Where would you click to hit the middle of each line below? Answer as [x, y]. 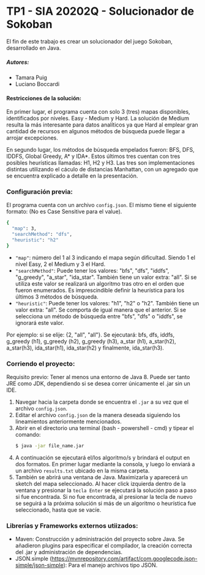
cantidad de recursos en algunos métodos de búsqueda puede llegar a [96, 131]
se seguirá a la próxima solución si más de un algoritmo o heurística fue [106, 503]
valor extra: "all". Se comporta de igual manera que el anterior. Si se [101, 310]
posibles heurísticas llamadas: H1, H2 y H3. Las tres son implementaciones [101, 163]
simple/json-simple [39, 565]
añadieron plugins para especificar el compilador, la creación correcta [104, 546]
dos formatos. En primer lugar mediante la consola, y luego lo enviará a [105, 464]
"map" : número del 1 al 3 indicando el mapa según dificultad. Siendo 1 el [105, 257]
